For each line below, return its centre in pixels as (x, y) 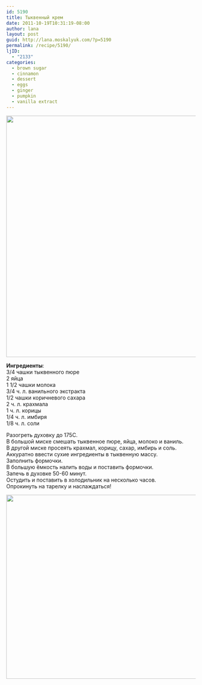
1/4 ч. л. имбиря (26, 416)
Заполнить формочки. (35, 460)
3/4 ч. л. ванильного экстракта (46, 391)
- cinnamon (25, 74)
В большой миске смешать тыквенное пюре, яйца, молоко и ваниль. (95, 441)
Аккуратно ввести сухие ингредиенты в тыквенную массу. (82, 454)
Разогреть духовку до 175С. (42, 435)
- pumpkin (24, 96)
